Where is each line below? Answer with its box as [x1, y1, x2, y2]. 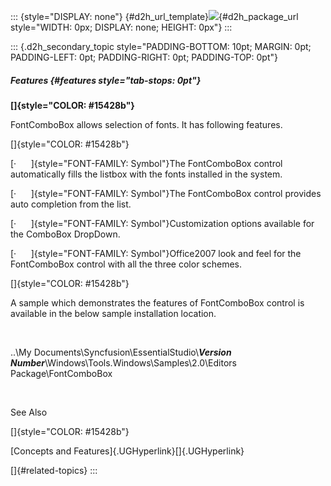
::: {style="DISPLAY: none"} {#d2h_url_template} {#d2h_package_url [10, 11, 299, 22]
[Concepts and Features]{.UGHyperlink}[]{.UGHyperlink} [10, 445, 245, 457]
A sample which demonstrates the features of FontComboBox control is [10, 296, 305, 309]
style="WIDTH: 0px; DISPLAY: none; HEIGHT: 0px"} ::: [10, 21, 233, 33]
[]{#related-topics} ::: [10, 464, 98, 476]
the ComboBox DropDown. [10, 228, 121, 240]
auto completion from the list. [10, 198, 132, 210]
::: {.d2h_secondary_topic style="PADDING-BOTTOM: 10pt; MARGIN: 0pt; [10, 41, 312, 52]
